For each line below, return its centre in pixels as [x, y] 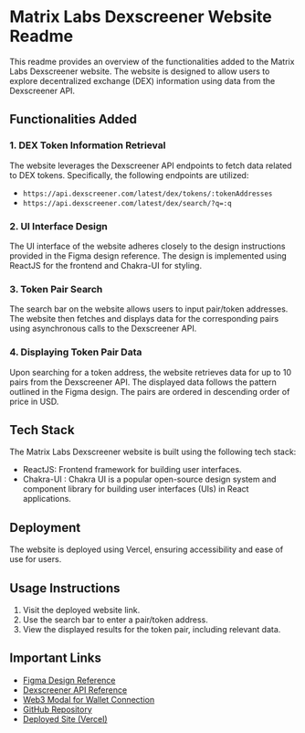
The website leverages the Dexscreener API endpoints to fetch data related [151, 165]
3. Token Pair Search [56, 289]
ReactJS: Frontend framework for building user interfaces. [132, 470]
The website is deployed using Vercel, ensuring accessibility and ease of [147, 549]
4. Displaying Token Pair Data [76, 352]
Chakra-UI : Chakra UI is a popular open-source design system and [149, 479]
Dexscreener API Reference [75, 690]
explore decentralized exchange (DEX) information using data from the [142, 80]
